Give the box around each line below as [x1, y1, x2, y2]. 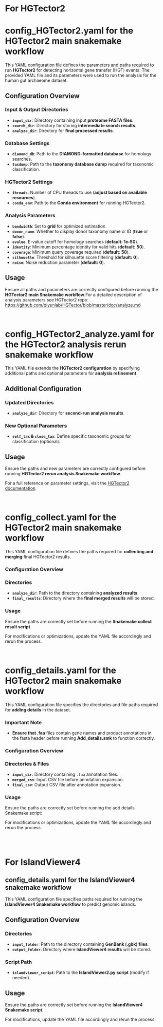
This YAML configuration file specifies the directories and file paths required [5, 702, 158, 708]
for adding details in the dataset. [5, 707, 72, 712]
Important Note [5, 719, 42, 726]
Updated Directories [5, 399, 54, 406]
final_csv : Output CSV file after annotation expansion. [12, 782, 122, 788]
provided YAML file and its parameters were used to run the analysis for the [5, 73, 157, 78]
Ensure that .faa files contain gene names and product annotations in [12, 730, 152, 736]
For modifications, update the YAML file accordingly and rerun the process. [5, 1016, 156, 1023]
